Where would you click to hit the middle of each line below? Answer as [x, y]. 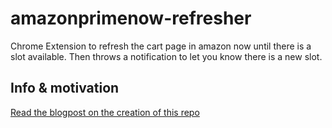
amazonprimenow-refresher [131, 18]
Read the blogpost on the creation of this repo [105, 112]
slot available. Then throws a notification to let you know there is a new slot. [166, 56]
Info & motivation [65, 88]
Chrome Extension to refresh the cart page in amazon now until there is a [161, 46]
